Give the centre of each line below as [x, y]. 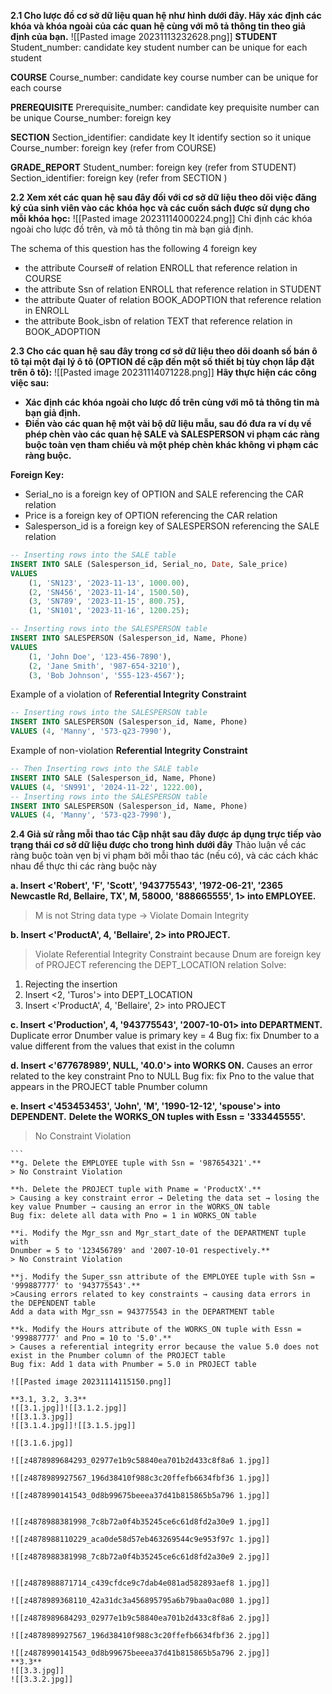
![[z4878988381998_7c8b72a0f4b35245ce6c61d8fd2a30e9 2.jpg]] [140, 1557]
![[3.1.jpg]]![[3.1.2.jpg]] [69, 1408]
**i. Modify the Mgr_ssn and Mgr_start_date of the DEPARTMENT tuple [158, 1233]
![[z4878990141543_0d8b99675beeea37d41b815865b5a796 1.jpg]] [140, 1496]
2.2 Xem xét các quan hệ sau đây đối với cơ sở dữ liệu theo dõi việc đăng [163, 197]
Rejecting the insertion [71, 984]
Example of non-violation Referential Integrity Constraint [129, 750]
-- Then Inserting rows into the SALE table [104, 769]
